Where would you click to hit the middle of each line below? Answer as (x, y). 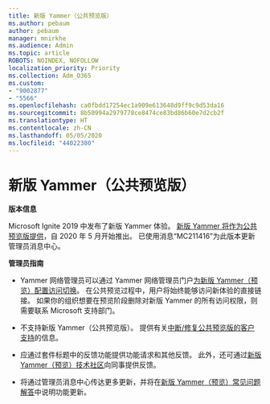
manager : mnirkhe (37, 38)
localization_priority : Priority (64, 68)
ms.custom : (27, 83)
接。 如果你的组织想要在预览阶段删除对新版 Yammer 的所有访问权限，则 (139, 301)
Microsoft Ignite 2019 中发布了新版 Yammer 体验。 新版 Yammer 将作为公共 (133, 226)
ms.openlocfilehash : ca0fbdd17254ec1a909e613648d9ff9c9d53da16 (117, 105)
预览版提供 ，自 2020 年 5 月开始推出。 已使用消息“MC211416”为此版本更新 (132, 236)
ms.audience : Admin (41, 46)
